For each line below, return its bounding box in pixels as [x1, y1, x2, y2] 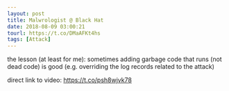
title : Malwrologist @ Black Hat [7, 17, 104, 24]
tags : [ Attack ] [7, 36, 51, 43]
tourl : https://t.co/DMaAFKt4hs [7, 29, 101, 37]
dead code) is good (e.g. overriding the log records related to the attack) [7, 63, 215, 71]
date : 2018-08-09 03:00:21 [7, 23, 85, 30]
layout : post [7, 10, 45, 17]
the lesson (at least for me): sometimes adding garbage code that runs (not [7, 55, 222, 63]
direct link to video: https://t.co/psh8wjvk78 [7, 76, 132, 84]
